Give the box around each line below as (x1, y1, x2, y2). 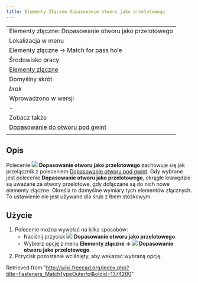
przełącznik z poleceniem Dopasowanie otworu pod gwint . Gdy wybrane (6, 168, 183, 175)
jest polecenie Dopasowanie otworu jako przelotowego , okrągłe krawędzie (6, 174, 191, 181)
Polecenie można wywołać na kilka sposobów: (14, 226, 128, 233)
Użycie (6, 210, 33, 220)
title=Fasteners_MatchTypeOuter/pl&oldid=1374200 (6, 271, 132, 278)
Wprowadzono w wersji (9, 94, 74, 102)
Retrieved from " (6, 264, 46, 271)
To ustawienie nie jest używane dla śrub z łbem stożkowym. (6, 193, 152, 200)
